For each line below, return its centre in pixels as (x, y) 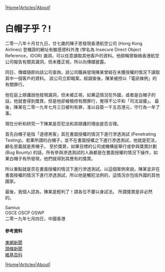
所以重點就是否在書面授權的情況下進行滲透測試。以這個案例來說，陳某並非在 (82, 169)
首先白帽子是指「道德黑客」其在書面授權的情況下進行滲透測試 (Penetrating (81, 134)
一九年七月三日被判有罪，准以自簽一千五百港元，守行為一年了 (97, 107)
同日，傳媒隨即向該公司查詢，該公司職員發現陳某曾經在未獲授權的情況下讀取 (82, 72)
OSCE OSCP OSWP (25, 213)
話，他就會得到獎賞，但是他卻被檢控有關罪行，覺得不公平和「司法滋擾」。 (79, 101)
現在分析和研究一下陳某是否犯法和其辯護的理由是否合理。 (63, 124)
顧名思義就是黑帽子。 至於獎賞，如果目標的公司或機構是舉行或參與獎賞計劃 (81, 146)
